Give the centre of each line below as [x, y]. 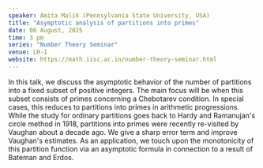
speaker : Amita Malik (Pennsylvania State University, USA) [109, 15]
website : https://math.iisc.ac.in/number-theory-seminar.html [113, 60]
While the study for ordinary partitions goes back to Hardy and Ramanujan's [132, 115]
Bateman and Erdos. [41, 157]
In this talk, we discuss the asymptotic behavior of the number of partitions [130, 82]
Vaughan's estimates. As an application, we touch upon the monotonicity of [131, 140]
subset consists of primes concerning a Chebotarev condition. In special [126, 99]
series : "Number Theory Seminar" [63, 45]
